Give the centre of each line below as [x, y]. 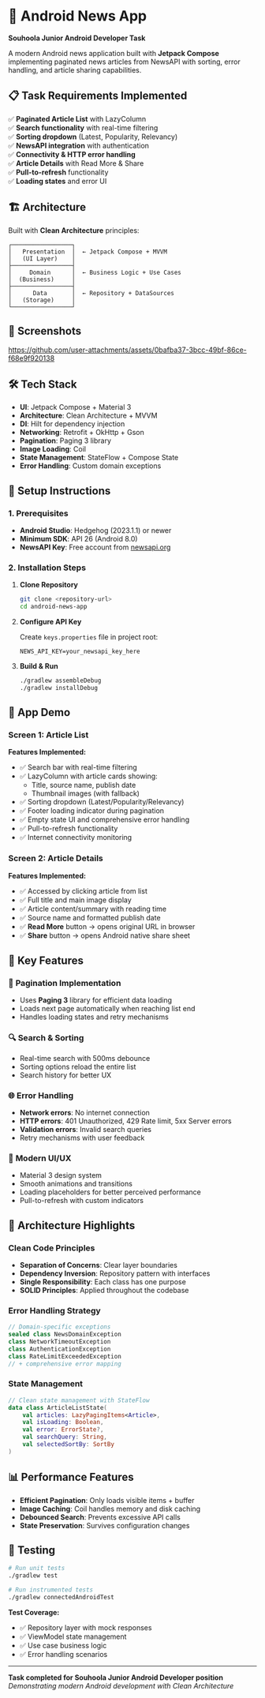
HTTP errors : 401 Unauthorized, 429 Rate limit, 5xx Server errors [125, 1121]
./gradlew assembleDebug [60, 680]
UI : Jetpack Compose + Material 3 [75, 407]
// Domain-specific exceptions [60, 1327]
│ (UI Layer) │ [42, 259]
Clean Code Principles [52, 1248]
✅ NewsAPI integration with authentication [79, 145]
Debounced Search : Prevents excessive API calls [100, 1517]
